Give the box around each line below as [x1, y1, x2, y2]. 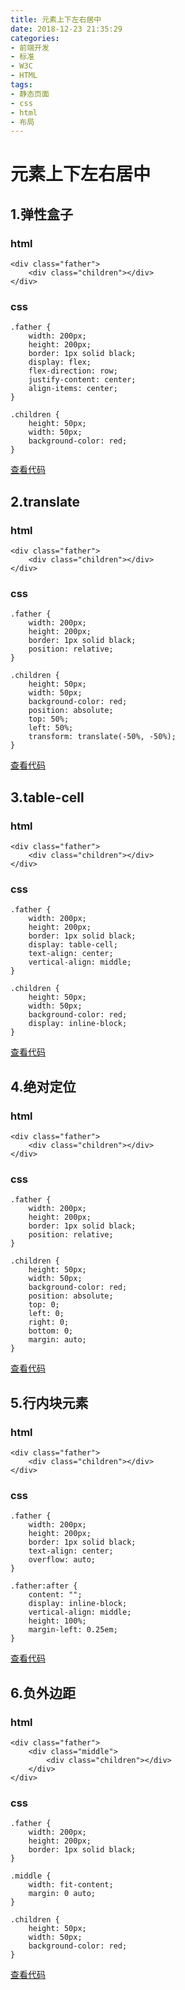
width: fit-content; [28, 1880, 114, 1890]
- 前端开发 [10, 42, 50, 53]
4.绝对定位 [10, 1078, 77, 1095]
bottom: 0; [28, 1326, 74, 1336]
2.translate [10, 493, 81, 510]
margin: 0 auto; [28, 1889, 97, 1899]
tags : [10, 80, 33, 90]
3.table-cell [10, 789, 85, 806]
